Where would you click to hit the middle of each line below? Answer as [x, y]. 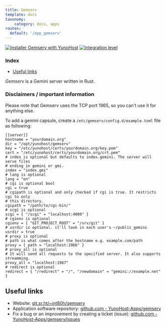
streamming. [18, 258]
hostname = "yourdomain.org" [36, 139]
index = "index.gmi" [27, 170]
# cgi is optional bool [30, 183]
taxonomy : [16, 19]
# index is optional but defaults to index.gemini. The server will [78, 157]
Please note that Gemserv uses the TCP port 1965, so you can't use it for [80, 105]
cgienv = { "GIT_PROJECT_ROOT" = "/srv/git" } [55, 223]
